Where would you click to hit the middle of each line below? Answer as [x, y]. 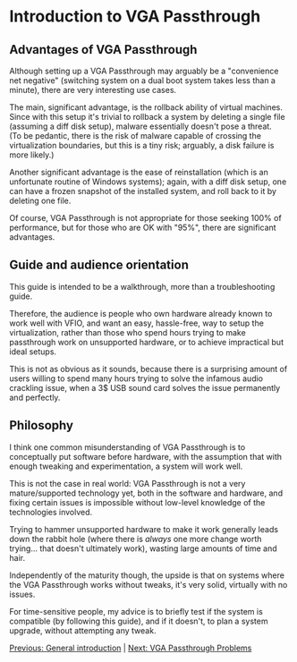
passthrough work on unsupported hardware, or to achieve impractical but [147, 342]
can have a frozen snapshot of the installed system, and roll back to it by [143, 191]
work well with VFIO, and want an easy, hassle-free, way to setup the [136, 323]
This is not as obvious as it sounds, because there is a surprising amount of [148, 369]
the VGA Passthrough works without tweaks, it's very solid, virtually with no [148, 584]
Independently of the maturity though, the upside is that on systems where [147, 575]
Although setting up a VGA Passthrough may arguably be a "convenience [144, 71]
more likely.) [32, 155]
